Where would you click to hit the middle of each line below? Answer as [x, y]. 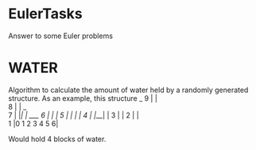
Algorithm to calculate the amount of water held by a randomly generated [128, 90]
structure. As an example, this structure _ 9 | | [83, 98]
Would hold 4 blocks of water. [57, 139]
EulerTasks [46, 14]
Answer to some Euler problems [61, 36]
